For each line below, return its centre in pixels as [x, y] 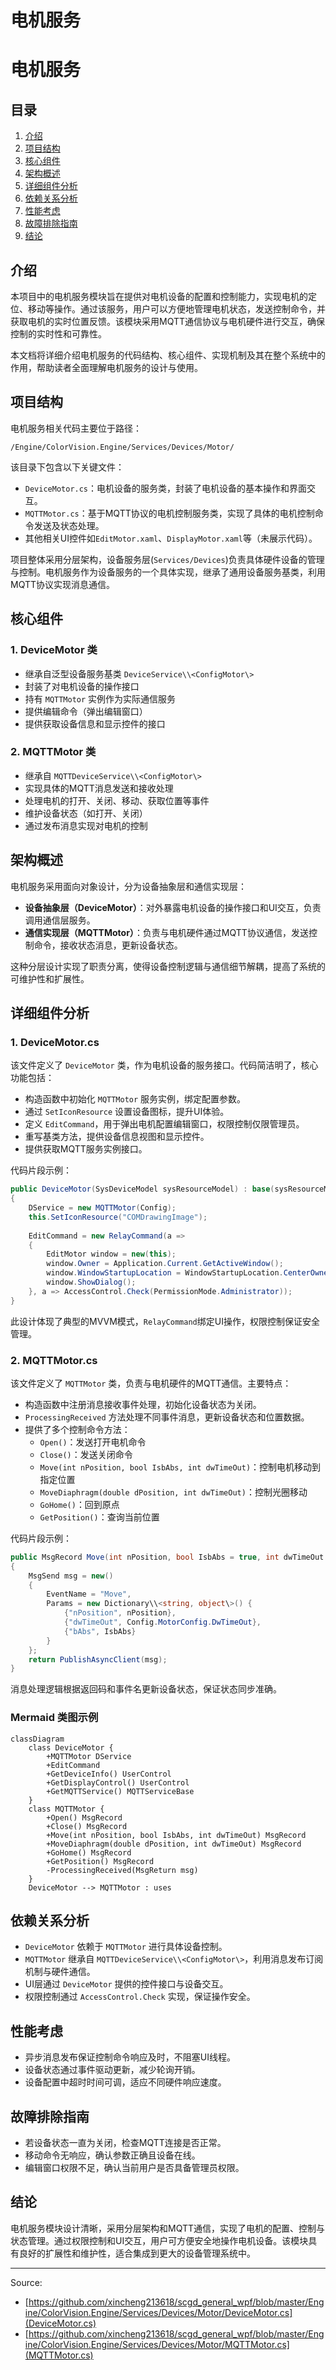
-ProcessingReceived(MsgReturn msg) [122, 1870]
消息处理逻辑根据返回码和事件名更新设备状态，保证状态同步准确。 [146, 1689]
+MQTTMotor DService [89, 1756]
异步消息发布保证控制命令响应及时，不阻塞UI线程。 [130, 2057]
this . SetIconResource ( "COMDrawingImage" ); [118, 1217]
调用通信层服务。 [60, 920]
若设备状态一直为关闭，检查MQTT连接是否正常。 [125, 2143]
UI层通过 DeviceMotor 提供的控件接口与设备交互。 [126, 1984]
